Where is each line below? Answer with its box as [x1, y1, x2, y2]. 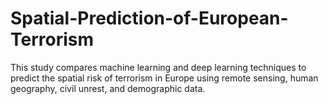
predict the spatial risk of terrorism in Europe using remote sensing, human [10, 72, 319, 84]
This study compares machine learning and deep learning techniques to [10, 61, 307, 73]
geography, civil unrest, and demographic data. [10, 82, 206, 94]
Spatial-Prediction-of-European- [10, 7, 289, 30]
